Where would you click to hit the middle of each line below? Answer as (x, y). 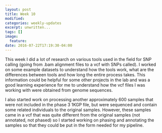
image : (12, 37)
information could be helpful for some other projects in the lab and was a (78, 80)
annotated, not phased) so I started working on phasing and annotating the (80, 120)
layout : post (18, 9)
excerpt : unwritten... (28, 28)
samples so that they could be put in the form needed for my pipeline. (74, 125)
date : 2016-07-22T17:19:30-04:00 (39, 45)
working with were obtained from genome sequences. (59, 90)
